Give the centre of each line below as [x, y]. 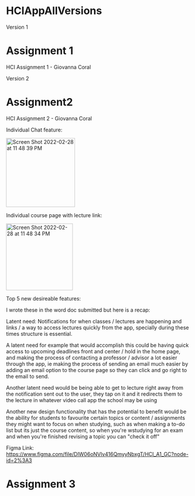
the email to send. [28, 376]
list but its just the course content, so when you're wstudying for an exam [95, 430]
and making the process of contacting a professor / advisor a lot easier [92, 357]
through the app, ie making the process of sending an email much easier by [97, 364]
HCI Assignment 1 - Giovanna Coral [49, 67]
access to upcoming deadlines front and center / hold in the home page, [93, 351]
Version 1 [17, 27]
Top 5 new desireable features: [43, 298]
